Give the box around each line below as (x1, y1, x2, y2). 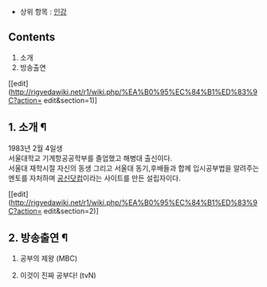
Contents (8, 30, 56, 44)
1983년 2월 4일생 (8, 143, 63, 153)
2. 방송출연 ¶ (8, 231, 69, 245)
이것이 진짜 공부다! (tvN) (19, 270, 97, 281)
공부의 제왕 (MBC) (19, 254, 78, 263)
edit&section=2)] (43, 206, 100, 215)
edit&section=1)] (43, 95, 98, 105)
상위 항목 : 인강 (19, 7, 67, 16)
